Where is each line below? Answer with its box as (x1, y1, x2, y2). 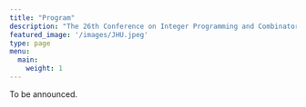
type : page (9, 38, 51, 48)
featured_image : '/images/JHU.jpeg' (9, 30, 148, 39)
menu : (9, 47, 30, 56)
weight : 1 (25, 64, 64, 73)
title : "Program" (9, 13, 76, 23)
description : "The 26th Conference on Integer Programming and (9, 22, 255, 31)
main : (17, 55, 39, 64)
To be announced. (9, 88, 78, 100)
